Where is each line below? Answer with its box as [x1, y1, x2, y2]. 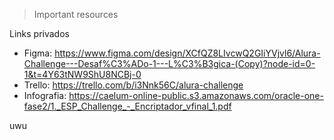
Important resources [33, 9, 119, 20]
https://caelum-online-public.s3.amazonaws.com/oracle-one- [68, 90, 324, 101]
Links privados [9, 28, 70, 39]
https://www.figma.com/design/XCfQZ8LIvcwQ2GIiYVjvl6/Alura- [54, 47, 321, 59]
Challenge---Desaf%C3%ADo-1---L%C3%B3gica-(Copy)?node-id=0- [23, 58, 316, 69]
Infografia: [23, 90, 67, 101]
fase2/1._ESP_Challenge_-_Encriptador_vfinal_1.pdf [23, 100, 232, 112]
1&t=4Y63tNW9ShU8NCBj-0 [23, 69, 142, 80]
